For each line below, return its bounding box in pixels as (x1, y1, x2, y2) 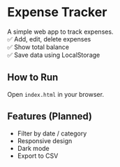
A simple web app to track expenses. (7, 27, 114, 36)
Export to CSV (17, 152, 59, 160)
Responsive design (17, 136, 73, 145)
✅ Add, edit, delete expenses (7, 34, 91, 43)
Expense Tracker (7, 4, 107, 20)
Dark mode (17, 144, 50, 152)
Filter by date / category (17, 129, 87, 138)
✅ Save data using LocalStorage (7, 51, 100, 59)
